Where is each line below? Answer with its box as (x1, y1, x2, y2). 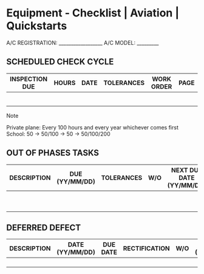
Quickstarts (6, 19, 67, 33)
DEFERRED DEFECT (6, 222, 81, 233)
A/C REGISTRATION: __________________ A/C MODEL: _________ (6, 39, 159, 46)
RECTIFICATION (123, 244, 170, 253)
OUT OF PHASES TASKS (6, 148, 99, 158)
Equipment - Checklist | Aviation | (6, 6, 180, 20)
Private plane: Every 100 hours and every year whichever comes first (6, 123, 179, 131)
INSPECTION (10, 75, 47, 83)
